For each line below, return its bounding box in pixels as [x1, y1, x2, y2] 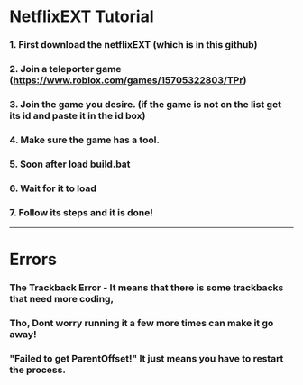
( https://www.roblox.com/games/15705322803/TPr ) [9, 74, 247, 87]
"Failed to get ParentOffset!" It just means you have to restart [9, 352, 284, 364]
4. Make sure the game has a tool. [9, 133, 161, 146]
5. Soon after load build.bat [9, 158, 131, 170]
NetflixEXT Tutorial [9, 6, 154, 27]
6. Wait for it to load [9, 182, 96, 195]
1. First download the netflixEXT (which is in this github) [9, 39, 258, 51]
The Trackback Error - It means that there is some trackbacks [9, 281, 284, 294]
